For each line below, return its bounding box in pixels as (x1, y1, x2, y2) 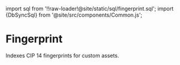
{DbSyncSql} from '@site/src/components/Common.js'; (5, 11, 143, 18)
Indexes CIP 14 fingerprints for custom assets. (5, 52, 120, 59)
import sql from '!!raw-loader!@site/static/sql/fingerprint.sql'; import (5, 5, 174, 12)
